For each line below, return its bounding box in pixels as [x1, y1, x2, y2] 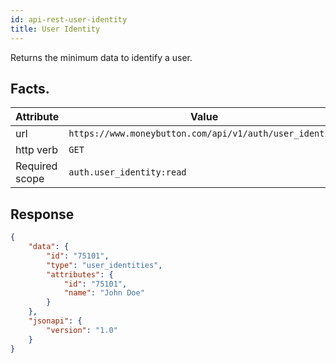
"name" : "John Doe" [63, 288, 145, 298]
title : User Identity [10, 24, 101, 34]
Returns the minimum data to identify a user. [10, 51, 193, 63]
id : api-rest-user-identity [10, 14, 128, 25]
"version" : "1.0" [46, 325, 118, 335]
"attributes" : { [46, 269, 114, 280]
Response [10, 206, 75, 223]
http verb [15, 143, 59, 157]
